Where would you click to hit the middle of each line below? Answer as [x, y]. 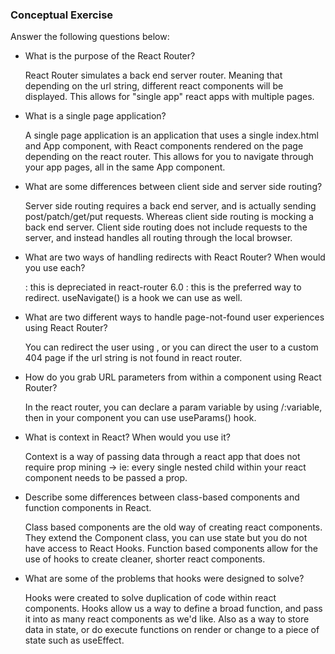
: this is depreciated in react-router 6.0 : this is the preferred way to [163, 287]
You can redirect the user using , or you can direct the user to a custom [171, 347]
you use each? [55, 268]
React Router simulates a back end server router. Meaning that [153, 75]
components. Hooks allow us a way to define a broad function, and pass [173, 609]
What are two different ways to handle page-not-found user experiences [174, 317]
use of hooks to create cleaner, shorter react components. [145, 559]
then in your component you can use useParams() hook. [140, 418]
